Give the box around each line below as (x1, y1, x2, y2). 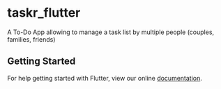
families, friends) (7, 35, 56, 43)
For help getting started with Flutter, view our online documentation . (7, 74, 202, 82)
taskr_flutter (7, 5, 81, 21)
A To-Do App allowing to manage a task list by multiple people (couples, (7, 28, 215, 36)
